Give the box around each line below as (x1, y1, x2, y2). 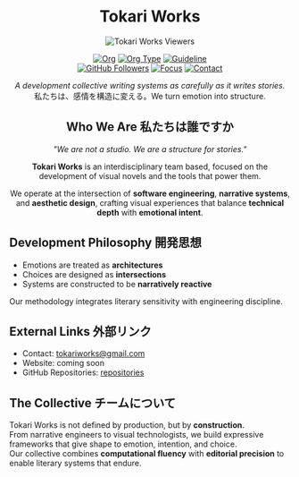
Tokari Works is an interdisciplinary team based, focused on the (31, 161, 269, 172)
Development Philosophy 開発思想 (9, 235, 203, 251)
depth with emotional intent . (96, 207, 203, 217)
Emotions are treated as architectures (21, 260, 163, 270)
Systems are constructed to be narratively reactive (21, 278, 212, 289)
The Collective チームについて (9, 396, 177, 411)
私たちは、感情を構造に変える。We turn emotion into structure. (34, 90, 266, 101)
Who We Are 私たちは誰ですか (65, 119, 235, 135)
